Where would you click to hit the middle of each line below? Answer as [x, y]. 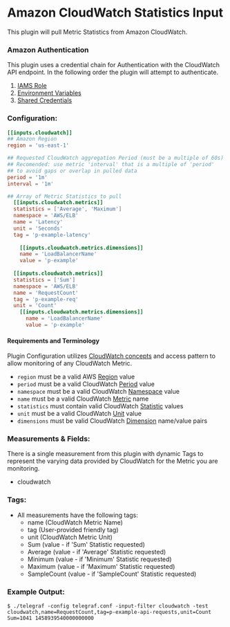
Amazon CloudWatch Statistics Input [115, 13]
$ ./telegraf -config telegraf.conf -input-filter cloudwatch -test [108, 606]
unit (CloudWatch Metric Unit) [70, 537]
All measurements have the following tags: [77, 515]
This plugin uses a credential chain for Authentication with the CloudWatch [113, 65]
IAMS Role [32, 86]
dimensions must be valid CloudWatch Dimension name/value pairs [112, 421]
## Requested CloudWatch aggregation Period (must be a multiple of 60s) [116, 158]
